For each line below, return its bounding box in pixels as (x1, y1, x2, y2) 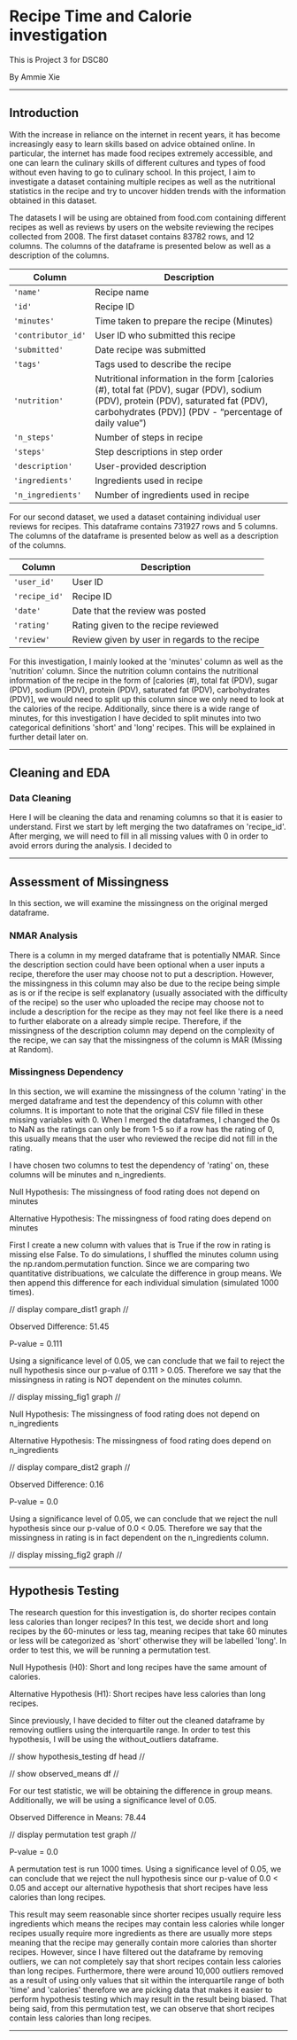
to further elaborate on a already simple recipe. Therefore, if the (9, 1015, 242, 1026)
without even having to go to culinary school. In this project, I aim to (9, 167, 256, 177)
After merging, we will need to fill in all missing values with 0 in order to (9, 831, 269, 841)
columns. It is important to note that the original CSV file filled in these (9, 1105, 264, 1115)
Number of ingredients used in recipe (94, 489, 250, 501)
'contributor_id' (13, 330, 87, 340)
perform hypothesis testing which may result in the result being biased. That (9, 1993, 287, 2005)
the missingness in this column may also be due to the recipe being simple (9, 978, 280, 989)
